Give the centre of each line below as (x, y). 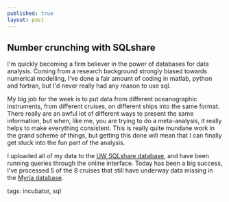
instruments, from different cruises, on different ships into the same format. (113, 106)
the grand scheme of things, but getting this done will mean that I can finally (114, 136)
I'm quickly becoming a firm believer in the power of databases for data (108, 64)
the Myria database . (35, 178)
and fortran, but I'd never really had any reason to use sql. (89, 86)
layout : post (26, 20)
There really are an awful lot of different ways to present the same (100, 114)
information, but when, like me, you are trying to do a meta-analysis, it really (114, 121)
